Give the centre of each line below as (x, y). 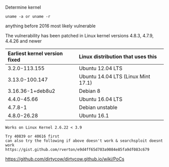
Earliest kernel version (35, 53)
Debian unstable (98, 107)
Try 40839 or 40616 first (32, 136)
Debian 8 (90, 91)
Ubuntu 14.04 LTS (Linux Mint (114, 76)
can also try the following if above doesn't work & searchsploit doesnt (84, 141)
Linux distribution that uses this (118, 57)
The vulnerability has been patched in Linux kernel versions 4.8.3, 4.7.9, (79, 36)
